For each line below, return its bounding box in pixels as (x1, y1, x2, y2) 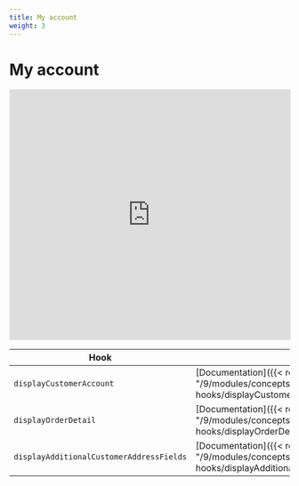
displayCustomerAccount (13, 378, 115, 389)
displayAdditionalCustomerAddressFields (13, 452, 187, 462)
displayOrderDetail (13, 415, 96, 426)
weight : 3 (9, 21, 46, 30)
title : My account (9, 12, 77, 22)
